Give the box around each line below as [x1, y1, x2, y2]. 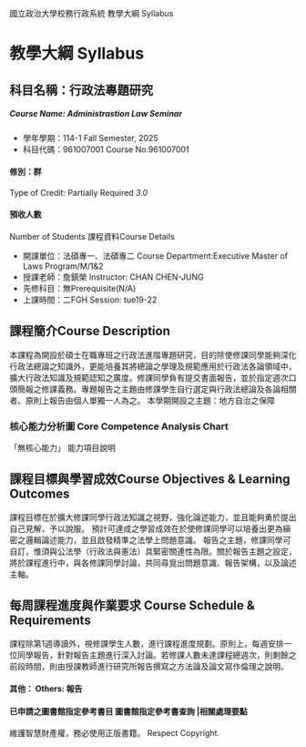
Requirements [9, 613, 91, 629]
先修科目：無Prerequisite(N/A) [22, 282, 137, 293]
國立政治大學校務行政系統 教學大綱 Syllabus [9, 8, 174, 18]
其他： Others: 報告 [9, 683, 83, 694]
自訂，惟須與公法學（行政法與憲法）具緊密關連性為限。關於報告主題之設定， [9, 546, 297, 557]
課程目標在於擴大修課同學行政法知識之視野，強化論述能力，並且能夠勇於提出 [9, 511, 297, 522]
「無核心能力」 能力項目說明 [9, 443, 116, 454]
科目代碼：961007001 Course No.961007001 [22, 144, 189, 155]
